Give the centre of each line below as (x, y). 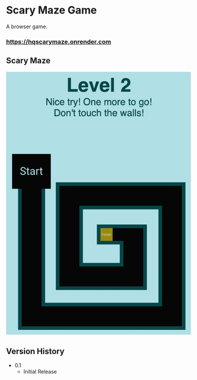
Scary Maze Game (52, 10)
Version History (35, 351)
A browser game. (27, 26)
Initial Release (40, 372)
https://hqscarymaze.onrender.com (59, 42)
